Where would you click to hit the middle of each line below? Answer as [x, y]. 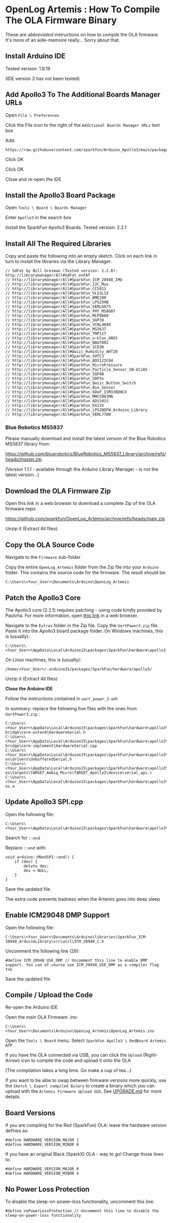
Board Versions [30, 1113]
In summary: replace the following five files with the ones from [71, 708]
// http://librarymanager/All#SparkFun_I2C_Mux [57, 284]
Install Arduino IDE [35, 56]
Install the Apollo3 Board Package [60, 195]
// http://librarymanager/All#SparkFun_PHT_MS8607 [60, 312]
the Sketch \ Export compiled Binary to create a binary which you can [80, 1086]
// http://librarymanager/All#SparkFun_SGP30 [55, 320]
